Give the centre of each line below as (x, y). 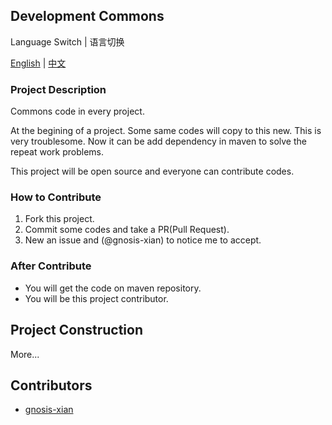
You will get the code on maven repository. (113, 288)
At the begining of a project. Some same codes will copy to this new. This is (166, 131)
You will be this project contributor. (96, 298)
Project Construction (76, 330)
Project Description (58, 89)
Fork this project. (59, 219)
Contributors (51, 385)
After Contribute (51, 266)
